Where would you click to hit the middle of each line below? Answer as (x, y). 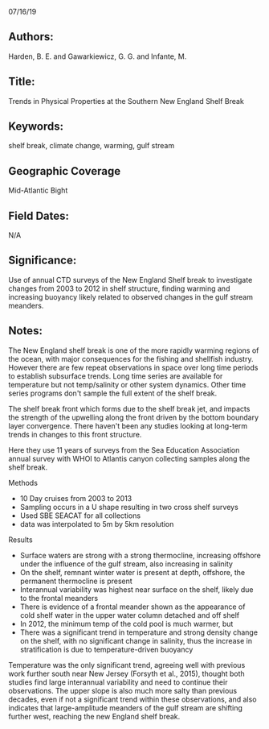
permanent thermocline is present (76, 581)
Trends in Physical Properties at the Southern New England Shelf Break (126, 101)
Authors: (31, 37)
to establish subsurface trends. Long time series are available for (116, 376)
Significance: (43, 261)
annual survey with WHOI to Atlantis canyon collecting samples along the (129, 458)
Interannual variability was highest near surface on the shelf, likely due (137, 589)
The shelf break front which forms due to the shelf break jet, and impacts (129, 408)
